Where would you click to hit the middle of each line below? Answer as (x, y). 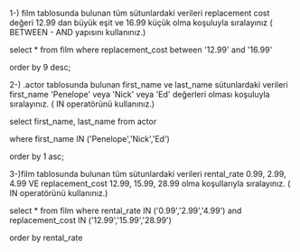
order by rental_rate (46, 238)
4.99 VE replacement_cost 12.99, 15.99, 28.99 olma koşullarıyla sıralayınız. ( (150, 183)
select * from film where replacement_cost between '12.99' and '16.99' (141, 50)
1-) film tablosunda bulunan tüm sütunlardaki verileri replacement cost (140, 13)
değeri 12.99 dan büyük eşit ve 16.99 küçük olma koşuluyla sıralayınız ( (141, 23)
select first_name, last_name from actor (83, 121)
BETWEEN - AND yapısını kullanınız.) (78, 32)
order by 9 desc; (40, 67)
